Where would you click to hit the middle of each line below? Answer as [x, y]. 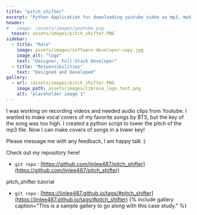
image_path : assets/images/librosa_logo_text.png [79, 89]
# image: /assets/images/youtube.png [55, 28]
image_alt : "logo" [39, 56]
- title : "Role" [31, 45]
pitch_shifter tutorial [30, 181]
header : [16, 22]
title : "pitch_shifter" [35, 12]
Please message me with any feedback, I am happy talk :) [76, 141]
